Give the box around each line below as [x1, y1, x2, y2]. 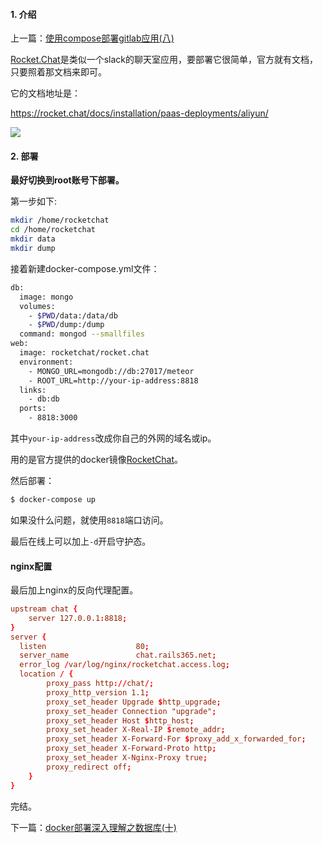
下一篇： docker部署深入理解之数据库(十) [10, 821, 177, 833]
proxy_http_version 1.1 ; [46, 687, 150, 698]
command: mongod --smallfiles [19, 329, 145, 339]
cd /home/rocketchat [10, 225, 97, 235]
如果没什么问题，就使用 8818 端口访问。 [10, 514, 169, 526]
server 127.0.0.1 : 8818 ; [28, 613, 128, 623]
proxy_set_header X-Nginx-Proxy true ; [46, 753, 208, 763]
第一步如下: [10, 195, 58, 208]
